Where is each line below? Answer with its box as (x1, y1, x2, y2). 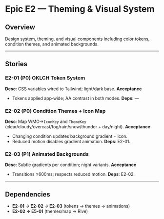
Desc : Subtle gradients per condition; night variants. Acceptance (5, 162, 137, 168)
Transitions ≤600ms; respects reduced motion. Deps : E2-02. (12, 171, 135, 177)
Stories (5, 60, 28, 68)
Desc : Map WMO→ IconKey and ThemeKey (5, 119, 87, 124)
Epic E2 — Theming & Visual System (5, 3, 155, 15)
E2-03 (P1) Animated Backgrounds (5, 150, 89, 157)
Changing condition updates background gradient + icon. (12, 133, 128, 139)
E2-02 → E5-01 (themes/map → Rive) (12, 208, 88, 214)
